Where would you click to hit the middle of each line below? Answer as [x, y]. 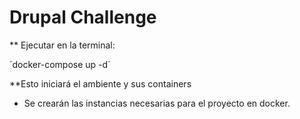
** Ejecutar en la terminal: [62, 45]
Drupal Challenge [83, 17]
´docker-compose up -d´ [60, 64]
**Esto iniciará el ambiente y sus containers [100, 83]
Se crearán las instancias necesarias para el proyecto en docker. [157, 103]
